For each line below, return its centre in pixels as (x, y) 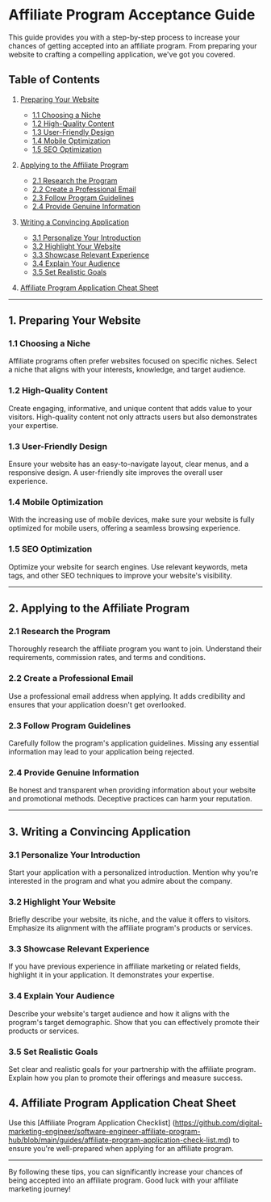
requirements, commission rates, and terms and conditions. (107, 658)
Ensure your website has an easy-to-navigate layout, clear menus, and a (128, 464)
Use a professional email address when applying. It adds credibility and (127, 696)
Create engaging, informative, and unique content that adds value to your (130, 408)
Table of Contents (54, 80)
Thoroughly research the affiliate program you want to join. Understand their (135, 649)
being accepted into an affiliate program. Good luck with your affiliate (123, 1180)
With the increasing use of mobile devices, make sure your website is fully (132, 519)
